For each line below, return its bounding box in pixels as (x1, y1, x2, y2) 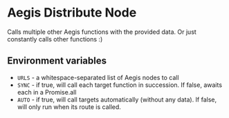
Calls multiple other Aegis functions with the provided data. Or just (7, 28, 197, 36)
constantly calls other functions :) (7, 35, 103, 43)
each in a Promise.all (17, 88, 77, 96)
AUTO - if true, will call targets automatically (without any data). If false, (17, 95, 217, 104)
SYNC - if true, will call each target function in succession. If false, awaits (17, 81, 223, 89)
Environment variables (7, 55, 107, 67)
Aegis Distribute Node (7, 5, 137, 21)
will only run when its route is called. (17, 102, 121, 111)
